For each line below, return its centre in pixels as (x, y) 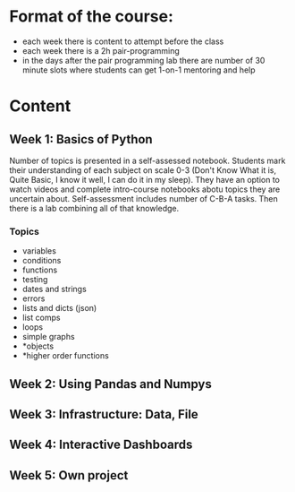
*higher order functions (65, 356)
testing (35, 280)
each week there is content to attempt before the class (123, 41)
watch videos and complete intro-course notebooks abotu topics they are (145, 189)
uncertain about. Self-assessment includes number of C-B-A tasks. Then (144, 198)
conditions (42, 261)
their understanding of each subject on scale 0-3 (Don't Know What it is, (143, 170)
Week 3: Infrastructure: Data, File (104, 414)
